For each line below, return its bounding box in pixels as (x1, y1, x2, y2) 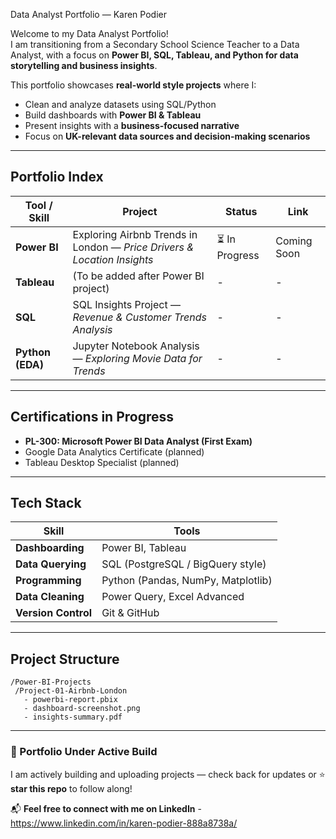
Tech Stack (10, 495, 82, 512)
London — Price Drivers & (72, 240, 195, 254)
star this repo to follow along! (10, 782, 133, 794)
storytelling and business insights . (10, 60, 158, 71)
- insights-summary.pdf (23, 712, 123, 723)
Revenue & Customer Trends (72, 310, 208, 324)
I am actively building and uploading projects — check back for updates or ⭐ (10, 768, 326, 780)
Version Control (15, 606, 93, 620)
